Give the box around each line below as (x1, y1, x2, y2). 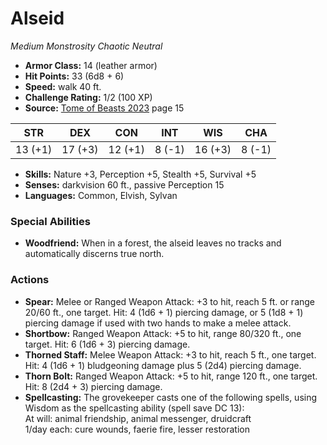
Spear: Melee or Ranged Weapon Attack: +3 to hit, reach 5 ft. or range (24, 295, 316, 307)
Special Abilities (10, 214, 91, 228)
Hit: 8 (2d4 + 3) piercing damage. (24, 380, 163, 392)
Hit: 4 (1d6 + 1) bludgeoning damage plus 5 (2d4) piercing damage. (24, 359, 302, 371)
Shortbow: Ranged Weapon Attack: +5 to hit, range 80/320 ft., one (24, 327, 302, 339)
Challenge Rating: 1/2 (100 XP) (24, 91, 153, 103)
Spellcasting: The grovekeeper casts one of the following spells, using (24, 391, 318, 403)
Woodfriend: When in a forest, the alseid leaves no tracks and (24, 237, 282, 249)
